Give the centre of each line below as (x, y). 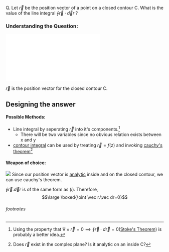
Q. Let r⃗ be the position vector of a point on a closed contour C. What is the (84, 8)
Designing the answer (41, 104)
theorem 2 (23, 151)
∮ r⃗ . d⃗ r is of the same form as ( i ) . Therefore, (52, 190)
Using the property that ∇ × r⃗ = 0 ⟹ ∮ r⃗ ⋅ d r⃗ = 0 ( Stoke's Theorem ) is (87, 229)
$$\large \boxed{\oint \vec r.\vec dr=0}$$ (85, 197)
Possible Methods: (26, 117)
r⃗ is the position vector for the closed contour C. (57, 88)
